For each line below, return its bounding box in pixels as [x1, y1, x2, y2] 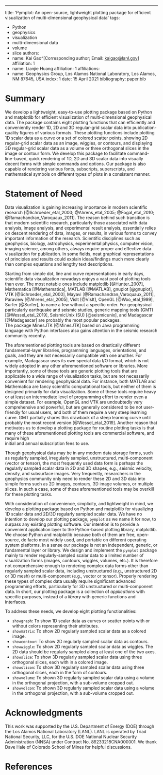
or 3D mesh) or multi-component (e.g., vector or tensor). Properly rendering [5, 573, 157, 579]
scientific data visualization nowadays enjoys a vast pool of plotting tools [5, 276, 151, 281]
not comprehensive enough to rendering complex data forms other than [5, 563, 149, 569]
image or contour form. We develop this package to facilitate [5, 150, 126, 156]
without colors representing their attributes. [12, 623, 99, 628]
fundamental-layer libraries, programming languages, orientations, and [5, 347, 147, 353]
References [5, 761, 52, 772]
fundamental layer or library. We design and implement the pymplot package [5, 547, 157, 553]
